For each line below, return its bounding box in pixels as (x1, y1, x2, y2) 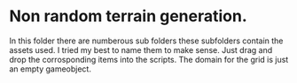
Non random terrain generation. (9, 6, 248, 26)
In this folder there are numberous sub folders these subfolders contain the (9, 35, 284, 46)
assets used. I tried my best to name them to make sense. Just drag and (9, 44, 273, 55)
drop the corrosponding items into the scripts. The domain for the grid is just (9, 54, 289, 64)
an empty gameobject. (9, 64, 91, 74)
